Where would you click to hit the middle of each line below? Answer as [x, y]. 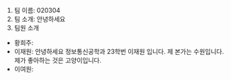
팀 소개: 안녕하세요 [40, 19]
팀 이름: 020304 [37, 10]
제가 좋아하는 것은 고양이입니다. [57, 60]
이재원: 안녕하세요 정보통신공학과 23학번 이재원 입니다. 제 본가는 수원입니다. [119, 52]
